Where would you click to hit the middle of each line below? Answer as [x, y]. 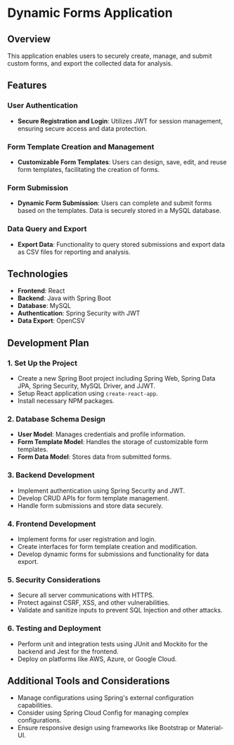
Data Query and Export [47, 229]
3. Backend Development [51, 475]
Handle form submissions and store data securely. [90, 505]
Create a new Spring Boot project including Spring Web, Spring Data [116, 378]
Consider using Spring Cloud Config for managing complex [103, 713]
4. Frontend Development [52, 524]
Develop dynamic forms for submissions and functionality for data [113, 554]
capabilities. [35, 706]
